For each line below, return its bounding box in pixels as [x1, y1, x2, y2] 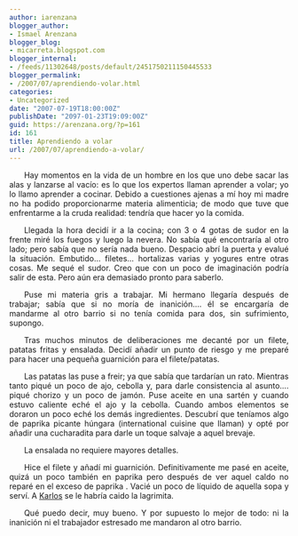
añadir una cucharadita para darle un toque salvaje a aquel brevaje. [9, 428, 255, 438]
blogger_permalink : [9, 71, 82, 80]
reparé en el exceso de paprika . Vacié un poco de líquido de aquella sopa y [9, 481, 289, 492]
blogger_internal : [9, 54, 77, 63]
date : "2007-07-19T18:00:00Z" [9, 104, 122, 113]
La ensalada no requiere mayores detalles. [23, 444, 179, 455]
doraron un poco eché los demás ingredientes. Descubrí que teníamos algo [9, 408, 289, 419]
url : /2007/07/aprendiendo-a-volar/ [9, 145, 145, 154]
